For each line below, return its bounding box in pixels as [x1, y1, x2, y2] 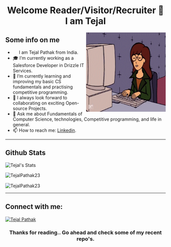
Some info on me [5, 36, 60, 44]
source [12, 105, 28, 111]
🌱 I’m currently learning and [12, 73, 71, 79]
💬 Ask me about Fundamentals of [12, 111, 82, 117]
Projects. [28, 105, 47, 111]
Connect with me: [5, 202, 63, 211]
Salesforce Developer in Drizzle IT [12, 62, 84, 68]
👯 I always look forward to [12, 95, 68, 100]
